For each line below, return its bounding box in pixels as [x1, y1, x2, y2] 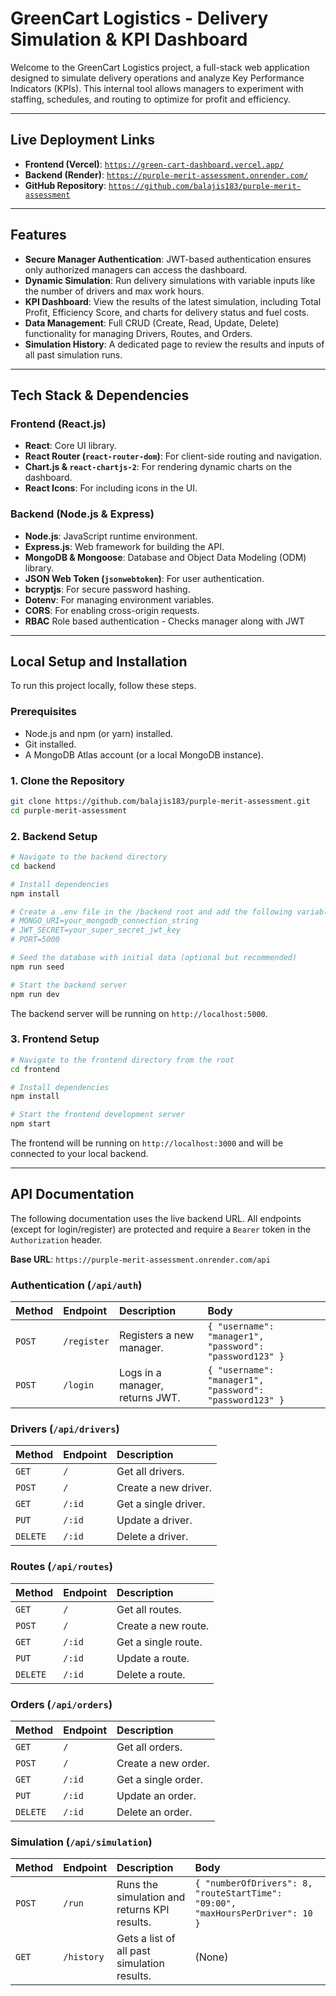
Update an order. [116, 1789, 197, 1803]
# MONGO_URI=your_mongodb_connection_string [10, 916, 199, 926]
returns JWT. [118, 1391, 181, 1405]
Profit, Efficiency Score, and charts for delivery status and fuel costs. [24, 306, 310, 318]
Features [10, 227, 67, 244]
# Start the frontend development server [10, 1110, 186, 1120]
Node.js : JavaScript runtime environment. [24, 530, 198, 542]
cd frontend [10, 1064, 60, 1074]
